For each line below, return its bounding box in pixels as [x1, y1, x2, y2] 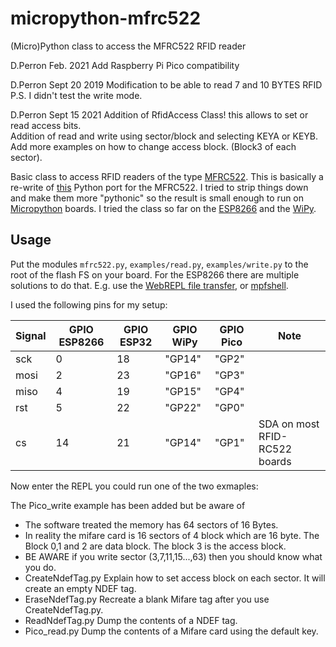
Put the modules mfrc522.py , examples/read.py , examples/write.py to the [10, 258, 309, 270]
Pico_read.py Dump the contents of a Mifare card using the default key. [24, 625, 319, 637]
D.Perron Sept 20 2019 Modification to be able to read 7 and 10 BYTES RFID [10, 78, 323, 91]
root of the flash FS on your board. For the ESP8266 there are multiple [10, 268, 300, 281]
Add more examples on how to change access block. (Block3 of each [10, 140, 297, 152]
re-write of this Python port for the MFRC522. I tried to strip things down [10, 181, 309, 193]
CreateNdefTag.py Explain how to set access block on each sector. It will [24, 572, 326, 584]
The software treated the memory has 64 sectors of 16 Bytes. [24, 518, 279, 531]
